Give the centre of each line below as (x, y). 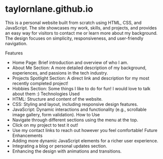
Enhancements (27, 135)
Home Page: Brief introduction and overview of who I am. (70, 62)
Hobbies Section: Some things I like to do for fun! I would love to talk (81, 88)
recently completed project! (40, 83)
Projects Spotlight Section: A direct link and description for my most (81, 78)
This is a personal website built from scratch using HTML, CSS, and (73, 23)
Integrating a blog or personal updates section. (59, 146)
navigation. (16, 43)
